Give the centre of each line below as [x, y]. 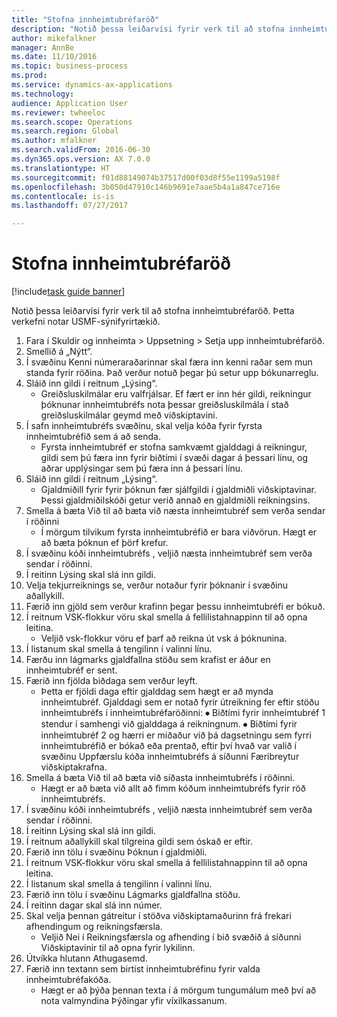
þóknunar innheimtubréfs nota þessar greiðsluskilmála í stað [164, 405]
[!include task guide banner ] [68, 292]
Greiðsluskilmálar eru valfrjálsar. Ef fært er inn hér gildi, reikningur [176, 394]
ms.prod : [29, 76]
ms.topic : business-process [70, 66]
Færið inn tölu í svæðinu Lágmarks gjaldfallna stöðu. [133, 895]
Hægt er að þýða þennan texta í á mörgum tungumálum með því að [178, 990]
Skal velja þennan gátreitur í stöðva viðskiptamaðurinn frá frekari [158, 916]
